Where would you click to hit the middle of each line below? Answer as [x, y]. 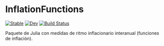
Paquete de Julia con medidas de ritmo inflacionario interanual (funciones [82, 33]
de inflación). [19, 38]
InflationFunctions [45, 9]
